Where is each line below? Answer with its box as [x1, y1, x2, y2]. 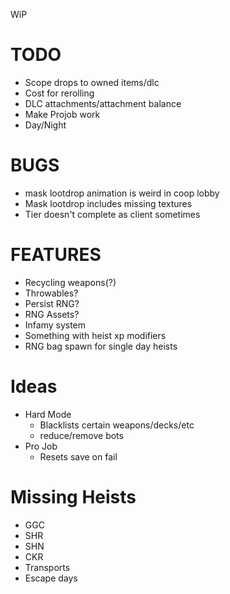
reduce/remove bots [39, 429, 124, 441]
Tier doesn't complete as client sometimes [24, 208, 201, 220]
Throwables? [24, 287, 79, 299]
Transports [24, 561, 71, 573]
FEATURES [10, 244, 102, 266]
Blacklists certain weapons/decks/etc [39, 419, 195, 431]
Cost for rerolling [24, 87, 95, 99]
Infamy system [24, 319, 87, 331]
